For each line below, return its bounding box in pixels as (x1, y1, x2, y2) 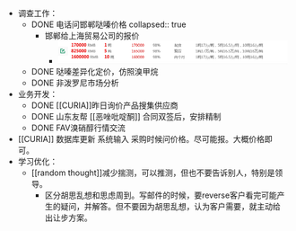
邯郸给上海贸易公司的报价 (44, 31, 140, 40)
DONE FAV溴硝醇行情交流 (30, 122, 126, 133)
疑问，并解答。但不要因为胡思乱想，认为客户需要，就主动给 (60, 201, 281, 212)
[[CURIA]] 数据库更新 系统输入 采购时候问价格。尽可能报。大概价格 (17, 134, 266, 145)
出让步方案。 (44, 212, 92, 223)
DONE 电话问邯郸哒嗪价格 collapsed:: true (30, 19, 187, 30)
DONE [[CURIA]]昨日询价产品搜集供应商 (30, 100, 178, 111)
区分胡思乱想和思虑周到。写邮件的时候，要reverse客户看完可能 (44, 190, 277, 200)
